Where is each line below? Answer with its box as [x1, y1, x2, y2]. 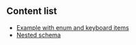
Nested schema [16, 31, 61, 39]
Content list [6, 5, 57, 17]
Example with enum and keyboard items [16, 23, 129, 31]
